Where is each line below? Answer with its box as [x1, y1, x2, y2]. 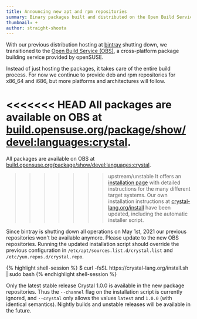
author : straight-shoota [6, 25, 67, 31]
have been [145, 204, 171, 211]
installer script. [108, 217, 144, 224]
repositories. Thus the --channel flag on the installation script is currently [6, 288, 183, 295]
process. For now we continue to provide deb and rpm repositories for [6, 71, 176, 78]
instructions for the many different [108, 185, 191, 192]
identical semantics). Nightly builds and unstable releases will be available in [6, 301, 191, 308]
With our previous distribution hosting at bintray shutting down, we [6, 41, 167, 48]
